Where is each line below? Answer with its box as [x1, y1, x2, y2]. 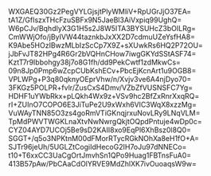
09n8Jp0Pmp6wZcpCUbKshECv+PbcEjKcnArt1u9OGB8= [8, 66, 197, 75]
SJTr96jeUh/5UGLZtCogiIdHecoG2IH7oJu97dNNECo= [8, 143, 187, 151]
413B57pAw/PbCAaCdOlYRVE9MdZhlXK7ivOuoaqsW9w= [8, 159, 197, 168]
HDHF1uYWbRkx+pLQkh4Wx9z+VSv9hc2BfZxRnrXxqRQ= [8, 92, 200, 100]
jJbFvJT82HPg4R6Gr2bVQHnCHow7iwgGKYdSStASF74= [8, 49, 197, 58]
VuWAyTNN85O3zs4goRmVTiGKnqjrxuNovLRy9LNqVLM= [8, 108, 201, 118]
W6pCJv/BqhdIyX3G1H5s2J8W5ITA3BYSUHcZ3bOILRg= [8, 24, 197, 33]
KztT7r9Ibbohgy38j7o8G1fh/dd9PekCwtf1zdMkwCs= [8, 57, 182, 67]
